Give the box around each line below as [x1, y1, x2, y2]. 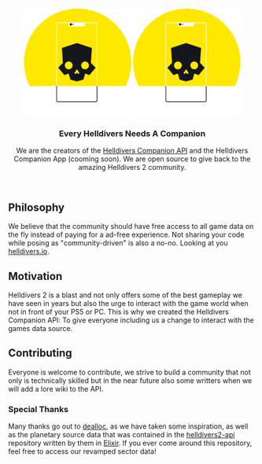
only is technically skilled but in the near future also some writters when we [8, 375, 253, 385]
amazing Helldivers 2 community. [78, 163, 186, 172]
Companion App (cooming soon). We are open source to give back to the [13, 154, 251, 164]
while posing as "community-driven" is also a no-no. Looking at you [8, 238, 228, 248]
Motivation [8, 269, 63, 283]
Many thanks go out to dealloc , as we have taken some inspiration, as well [8, 422, 249, 431]
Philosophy [8, 201, 65, 214]
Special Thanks [8, 403, 69, 414]
